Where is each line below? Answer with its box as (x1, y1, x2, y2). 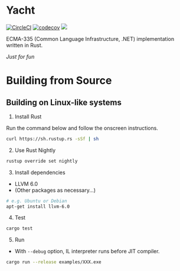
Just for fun (6, 53, 35, 60)
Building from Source (6, 74, 112, 88)
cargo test (6, 225, 33, 231)
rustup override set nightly (6, 158, 78, 164)
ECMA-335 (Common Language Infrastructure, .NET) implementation (6, 35, 175, 42)
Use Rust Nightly (14, 146, 56, 154)
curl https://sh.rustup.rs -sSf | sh (6, 135, 99, 142)
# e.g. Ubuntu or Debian (6, 198, 67, 204)
